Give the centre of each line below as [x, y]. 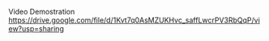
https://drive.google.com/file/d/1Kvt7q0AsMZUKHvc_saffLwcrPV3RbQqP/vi [134, 20]
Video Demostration [42, 12]
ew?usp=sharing [36, 29]
